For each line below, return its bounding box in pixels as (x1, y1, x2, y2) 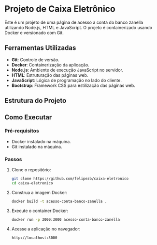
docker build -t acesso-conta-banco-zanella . (11, 199, 107, 204)
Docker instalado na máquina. (11, 138, 71, 144)
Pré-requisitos (4, 128, 39, 134)
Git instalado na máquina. (11, 144, 62, 149)
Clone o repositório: (11, 167, 51, 173)
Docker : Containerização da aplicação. (11, 62, 90, 67)
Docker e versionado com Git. (4, 30, 64, 35)
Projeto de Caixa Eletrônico (4, 3, 115, 15)
